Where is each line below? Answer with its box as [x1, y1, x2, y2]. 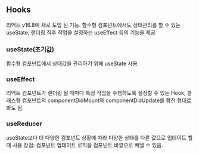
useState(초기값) [6, 45, 55, 53]
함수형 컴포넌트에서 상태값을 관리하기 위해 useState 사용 [6, 60, 138, 67]
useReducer [6, 119, 42, 128]
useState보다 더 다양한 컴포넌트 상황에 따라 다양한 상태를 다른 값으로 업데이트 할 [6, 134, 193, 141]
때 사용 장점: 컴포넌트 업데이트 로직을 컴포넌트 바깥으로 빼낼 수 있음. [6, 141, 163, 149]
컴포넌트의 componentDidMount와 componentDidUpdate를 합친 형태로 [21, 97, 192, 104]
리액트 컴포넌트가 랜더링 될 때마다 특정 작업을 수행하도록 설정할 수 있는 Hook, [6, 90, 186, 97]
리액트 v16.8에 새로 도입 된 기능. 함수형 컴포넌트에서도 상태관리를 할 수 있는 [6, 21, 181, 29]
